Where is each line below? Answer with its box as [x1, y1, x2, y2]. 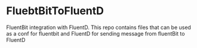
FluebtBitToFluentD [6, 4, 104, 18]
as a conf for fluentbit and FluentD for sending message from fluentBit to [6, 30, 185, 37]
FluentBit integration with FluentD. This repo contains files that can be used [6, 24, 191, 31]
